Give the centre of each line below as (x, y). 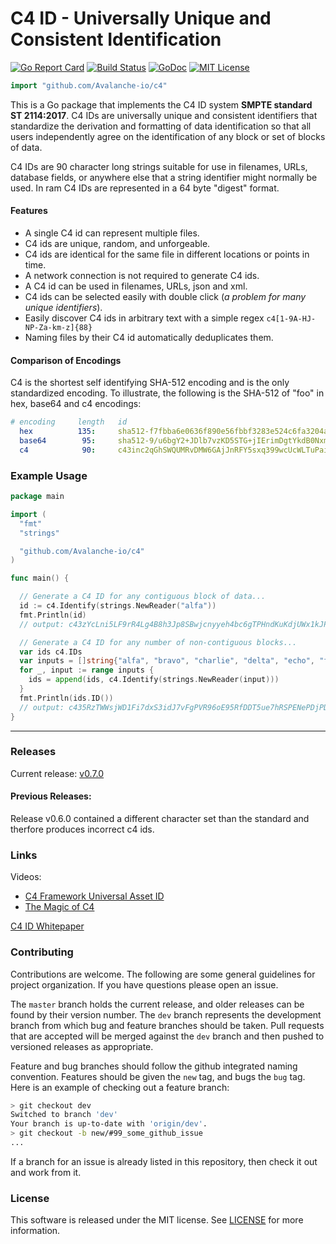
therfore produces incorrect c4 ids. (82, 829)
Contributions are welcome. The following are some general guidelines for (163, 974)
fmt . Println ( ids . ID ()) (66, 698)
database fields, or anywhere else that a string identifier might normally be (164, 177)
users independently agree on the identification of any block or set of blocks (168, 136)
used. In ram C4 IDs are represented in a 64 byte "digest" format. (145, 188)
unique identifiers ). (63, 308)
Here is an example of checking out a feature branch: (120, 1087)
